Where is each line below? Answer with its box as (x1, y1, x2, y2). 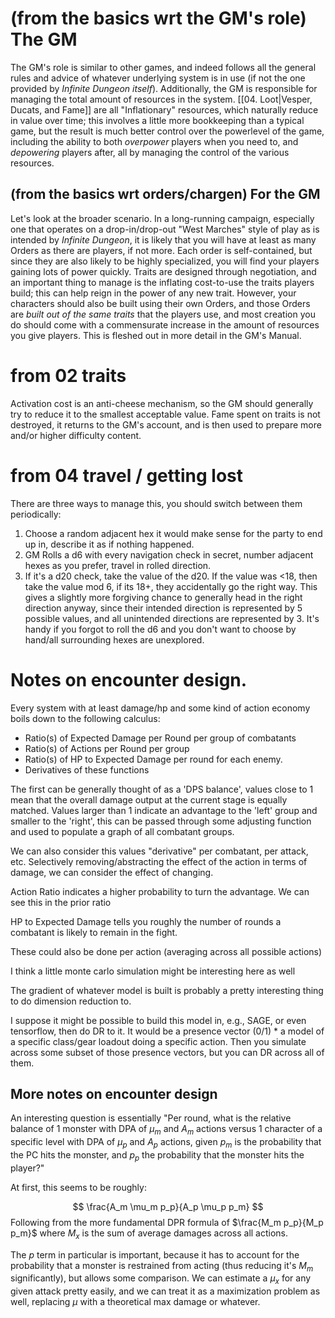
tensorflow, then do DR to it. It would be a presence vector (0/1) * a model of (10, 1025, 325, 1037)
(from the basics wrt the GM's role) (10, 7, 307, 30)
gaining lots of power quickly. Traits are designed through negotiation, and (10, 265, 317, 277)
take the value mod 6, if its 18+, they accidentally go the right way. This (24, 580, 318, 592)
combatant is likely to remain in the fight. (10, 926, 178, 938)
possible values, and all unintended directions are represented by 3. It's (24, 612, 320, 624)
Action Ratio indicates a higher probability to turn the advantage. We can (10, 885, 310, 897)
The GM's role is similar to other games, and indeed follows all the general (10, 61, 317, 73)
